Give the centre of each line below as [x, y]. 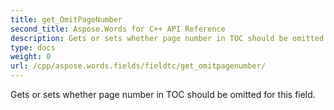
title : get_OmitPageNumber [66, 19]
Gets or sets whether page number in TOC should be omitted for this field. [163, 94]
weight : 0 [31, 57]
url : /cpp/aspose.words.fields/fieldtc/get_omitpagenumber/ [138, 66]
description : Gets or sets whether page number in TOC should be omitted [167, 38]
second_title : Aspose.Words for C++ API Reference [118, 29]
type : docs [33, 47]
